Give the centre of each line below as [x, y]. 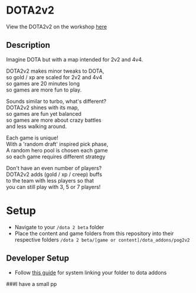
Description [28, 45]
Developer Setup [38, 258]
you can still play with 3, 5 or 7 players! [53, 187]
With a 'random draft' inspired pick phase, [57, 144]
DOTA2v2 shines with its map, [43, 108]
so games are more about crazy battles [54, 120]
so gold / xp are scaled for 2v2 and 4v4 [54, 77]
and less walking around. [36, 126]
